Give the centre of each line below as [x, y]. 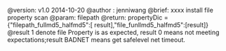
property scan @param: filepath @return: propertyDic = [88, 17]
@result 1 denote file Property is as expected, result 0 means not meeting [113, 32]
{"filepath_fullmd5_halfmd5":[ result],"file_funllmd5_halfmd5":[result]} [108, 25]
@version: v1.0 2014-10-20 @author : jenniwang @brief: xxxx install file [111, 10]
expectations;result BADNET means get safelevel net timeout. [97, 40]
